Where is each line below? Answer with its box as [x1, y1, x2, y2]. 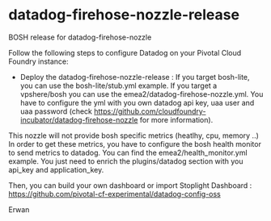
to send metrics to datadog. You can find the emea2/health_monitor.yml [8, 148, 248, 157]
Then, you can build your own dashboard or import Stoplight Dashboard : [8, 180, 252, 190]
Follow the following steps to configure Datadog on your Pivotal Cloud [8, 48, 242, 57]
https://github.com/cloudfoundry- [94, 106, 206, 116]
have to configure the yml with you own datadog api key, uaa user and [19, 98, 255, 107]
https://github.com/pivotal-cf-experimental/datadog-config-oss [8, 189, 221, 198]
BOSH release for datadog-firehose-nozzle [8, 32, 152, 42]
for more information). [139, 115, 214, 124]
